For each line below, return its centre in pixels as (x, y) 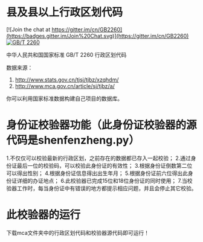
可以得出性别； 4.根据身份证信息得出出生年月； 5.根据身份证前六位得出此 (97, 173)
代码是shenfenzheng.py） (73, 140)
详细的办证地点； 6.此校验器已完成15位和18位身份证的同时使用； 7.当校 (105, 180)
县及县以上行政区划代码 (65, 12)
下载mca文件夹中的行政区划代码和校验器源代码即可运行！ (78, 232)
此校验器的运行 (43, 215)
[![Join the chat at (28, 29)
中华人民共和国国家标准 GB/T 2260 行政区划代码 (66, 54)
